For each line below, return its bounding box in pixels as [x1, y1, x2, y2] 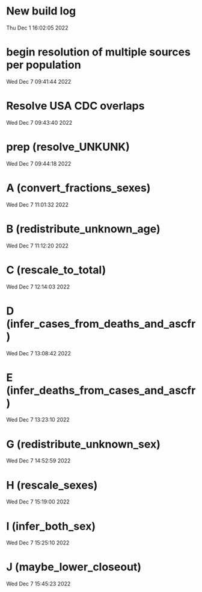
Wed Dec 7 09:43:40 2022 [6, 119, 73, 126]
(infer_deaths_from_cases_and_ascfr [6, 384, 196, 397]
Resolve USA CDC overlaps [6, 99, 145, 113]
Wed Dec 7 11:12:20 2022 [6, 242, 69, 249]
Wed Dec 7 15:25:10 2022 [6, 539, 70, 546]
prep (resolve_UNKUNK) [6, 140, 130, 154]
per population [6, 58, 81, 72]
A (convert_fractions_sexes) [6, 181, 151, 195]
